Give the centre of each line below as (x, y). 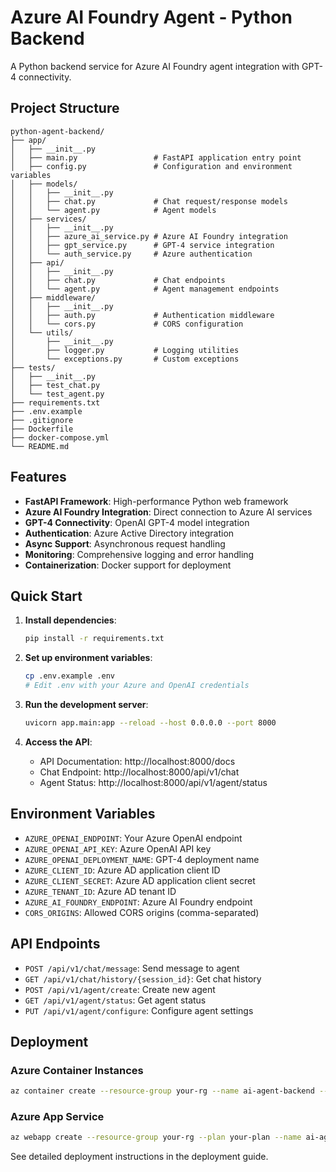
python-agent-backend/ (57, 131)
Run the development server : (86, 704)
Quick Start (46, 596)
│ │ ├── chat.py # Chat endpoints (118, 280)
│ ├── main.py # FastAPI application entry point (156, 157)
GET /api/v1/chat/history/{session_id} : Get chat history (143, 978)
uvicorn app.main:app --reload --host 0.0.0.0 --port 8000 (150, 723)
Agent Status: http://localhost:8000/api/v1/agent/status (153, 782)
